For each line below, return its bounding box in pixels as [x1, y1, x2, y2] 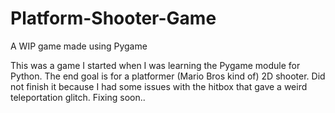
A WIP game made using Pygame [10, 40, 148, 52]
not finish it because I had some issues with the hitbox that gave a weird [10, 80, 308, 92]
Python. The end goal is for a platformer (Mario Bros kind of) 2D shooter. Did [10, 70, 326, 82]
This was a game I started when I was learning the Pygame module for [10, 59, 301, 71]
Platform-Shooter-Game [10, 7, 217, 30]
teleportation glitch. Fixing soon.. [10, 91, 146, 103]
